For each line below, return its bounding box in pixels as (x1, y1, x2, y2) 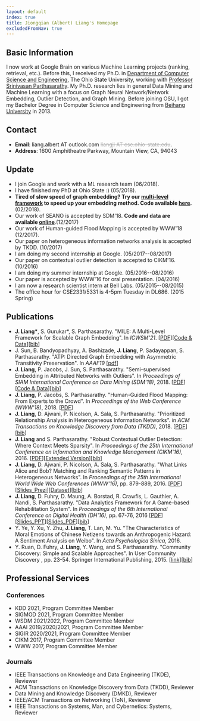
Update (6, 165, 35, 175)
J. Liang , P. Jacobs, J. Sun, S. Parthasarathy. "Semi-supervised (14, 365, 171, 373)
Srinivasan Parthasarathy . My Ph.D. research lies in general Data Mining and (6, 82, 193, 90)
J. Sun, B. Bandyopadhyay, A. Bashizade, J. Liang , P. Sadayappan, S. (14, 347, 185, 354)
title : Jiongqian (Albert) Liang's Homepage (6, 20, 118, 26)
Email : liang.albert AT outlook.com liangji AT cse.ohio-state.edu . (14, 141, 173, 148)
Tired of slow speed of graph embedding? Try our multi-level (14, 193, 168, 200)
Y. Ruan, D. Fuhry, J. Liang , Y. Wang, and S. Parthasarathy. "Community (14, 543, 191, 550)
